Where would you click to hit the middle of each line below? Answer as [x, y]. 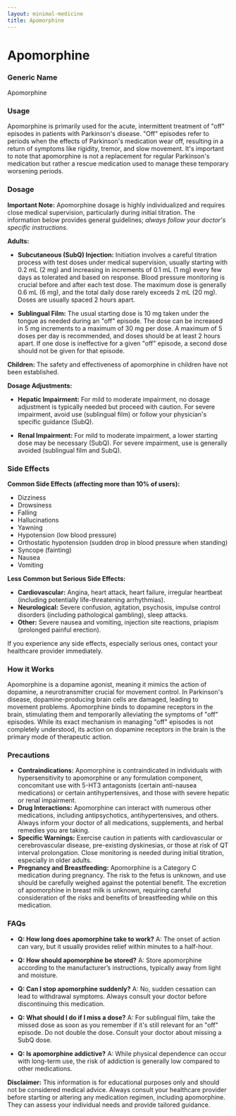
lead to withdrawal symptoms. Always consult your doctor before [112, 996]
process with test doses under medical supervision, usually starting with [122, 262]
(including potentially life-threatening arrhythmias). [91, 599]
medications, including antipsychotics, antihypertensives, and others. [118, 816]
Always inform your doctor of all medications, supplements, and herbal [120, 823]
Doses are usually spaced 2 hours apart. [76, 300]
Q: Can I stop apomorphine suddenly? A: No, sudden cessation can [117, 988]
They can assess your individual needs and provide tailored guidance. [109, 1105]
